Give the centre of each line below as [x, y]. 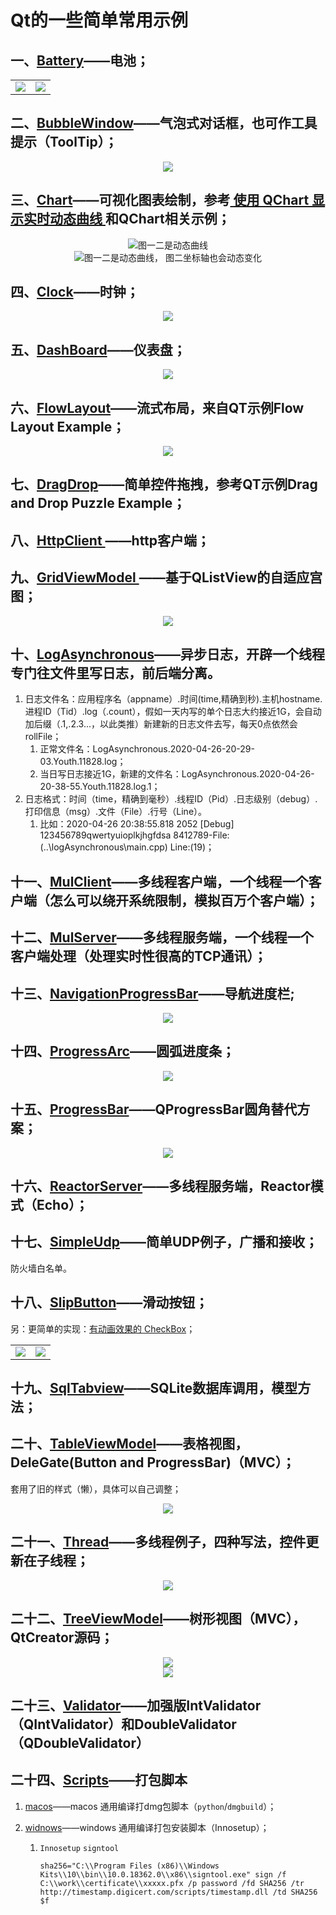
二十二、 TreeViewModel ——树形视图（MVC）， [158, 1619]
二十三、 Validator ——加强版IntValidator [136, 1705]
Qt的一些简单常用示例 [99, 20]
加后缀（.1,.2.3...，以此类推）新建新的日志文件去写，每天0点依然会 [161, 724]
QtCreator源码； [62, 1637]
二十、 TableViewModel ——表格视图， [129, 1444]
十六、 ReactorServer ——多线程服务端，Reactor [160, 1186]
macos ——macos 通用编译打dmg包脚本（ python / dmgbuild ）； [150, 1806]
